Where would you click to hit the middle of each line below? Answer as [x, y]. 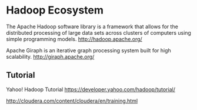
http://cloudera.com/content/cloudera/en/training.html [72, 101]
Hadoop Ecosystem [55, 10]
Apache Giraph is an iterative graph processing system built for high [89, 50]
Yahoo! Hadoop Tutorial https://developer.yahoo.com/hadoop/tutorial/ [91, 89]
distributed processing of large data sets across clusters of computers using [98, 32]
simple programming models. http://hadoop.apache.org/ [74, 39]
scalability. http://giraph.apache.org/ [50, 56]
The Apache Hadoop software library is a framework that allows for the [92, 26]
